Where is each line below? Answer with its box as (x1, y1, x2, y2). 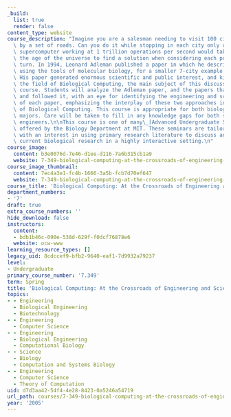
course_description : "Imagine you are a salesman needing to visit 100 (7, 36, 217, 43)
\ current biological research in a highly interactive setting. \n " (13, 138, 214, 145)
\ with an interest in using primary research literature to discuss (13, 131, 217, 138)
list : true (13, 16, 45, 23)
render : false (13, 23, 54, 30)
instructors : (7, 221, 45, 227)
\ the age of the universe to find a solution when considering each (13, 55, 217, 62)
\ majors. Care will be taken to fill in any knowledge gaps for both (13, 112, 220, 119)
